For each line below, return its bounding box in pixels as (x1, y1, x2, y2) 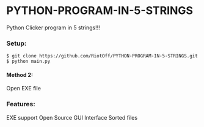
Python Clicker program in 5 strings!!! (6, 24, 101, 31)
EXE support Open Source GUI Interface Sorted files (6, 114, 138, 121)
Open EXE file (6, 85, 42, 92)
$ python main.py (6, 59, 51, 65)
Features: (6, 100, 35, 109)
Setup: (6, 39, 27, 48)
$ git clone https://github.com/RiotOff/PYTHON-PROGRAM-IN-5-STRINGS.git (6, 53, 199, 59)
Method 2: (6, 71, 34, 78)
